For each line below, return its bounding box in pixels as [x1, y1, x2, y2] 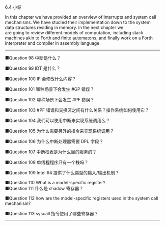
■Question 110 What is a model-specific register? [5, 180, 106, 185]
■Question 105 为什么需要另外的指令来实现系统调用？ [5, 128, 114, 134]
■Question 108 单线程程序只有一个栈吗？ [5, 159, 89, 165]
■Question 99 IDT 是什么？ [5, 65, 60, 71]
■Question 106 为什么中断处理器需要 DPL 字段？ [5, 139, 104, 144]
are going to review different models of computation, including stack [5, 30, 143, 35]
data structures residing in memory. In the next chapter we [5, 25, 124, 30]
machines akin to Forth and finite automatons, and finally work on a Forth [5, 35, 153, 41]
